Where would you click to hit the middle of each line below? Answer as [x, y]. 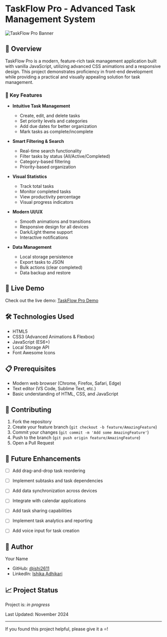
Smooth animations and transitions [55, 222]
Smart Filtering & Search [38, 141]
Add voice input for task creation [46, 531]
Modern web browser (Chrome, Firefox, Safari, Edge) [67, 383]
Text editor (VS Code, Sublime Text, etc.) [54, 389]
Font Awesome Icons [34, 352]
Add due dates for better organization [58, 126]
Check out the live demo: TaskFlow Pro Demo [52, 300]
